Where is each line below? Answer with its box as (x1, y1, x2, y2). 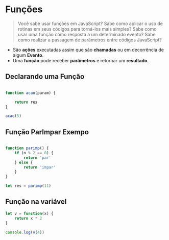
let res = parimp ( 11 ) (5, 183, 52, 188)
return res (14, 100, 38, 105)
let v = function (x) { (5, 211, 54, 216)
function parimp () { (5, 146, 50, 151)
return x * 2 (14, 215, 42, 221)
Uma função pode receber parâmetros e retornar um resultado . (12, 57, 149, 63)
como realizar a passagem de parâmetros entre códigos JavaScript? (17, 37, 162, 43)
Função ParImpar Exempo (5, 128, 89, 136)
